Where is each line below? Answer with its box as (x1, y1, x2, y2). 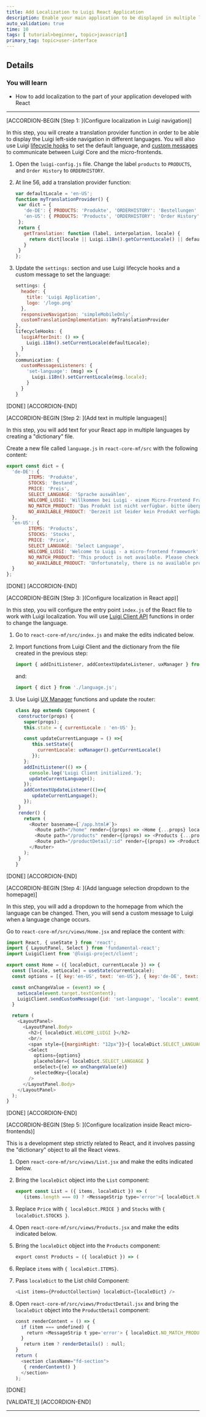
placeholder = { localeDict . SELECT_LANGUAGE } (33, 1058, 150, 1065)
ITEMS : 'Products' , (28, 526, 78, 532)
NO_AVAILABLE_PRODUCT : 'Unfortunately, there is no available (28, 560, 191, 566)
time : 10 (6, 26, 29, 33)
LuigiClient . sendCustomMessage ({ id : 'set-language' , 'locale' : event (17, 996, 199, 1002)
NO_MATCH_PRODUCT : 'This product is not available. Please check (28, 554, 199, 561)
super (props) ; (23, 719, 60, 725)
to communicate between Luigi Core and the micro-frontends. (6, 148, 163, 155)
